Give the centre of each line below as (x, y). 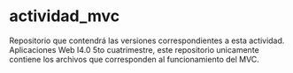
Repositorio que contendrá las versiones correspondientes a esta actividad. (147, 40)
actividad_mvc (65, 16)
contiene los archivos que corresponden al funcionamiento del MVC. (134, 59)
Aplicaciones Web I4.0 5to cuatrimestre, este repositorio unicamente (134, 49)
